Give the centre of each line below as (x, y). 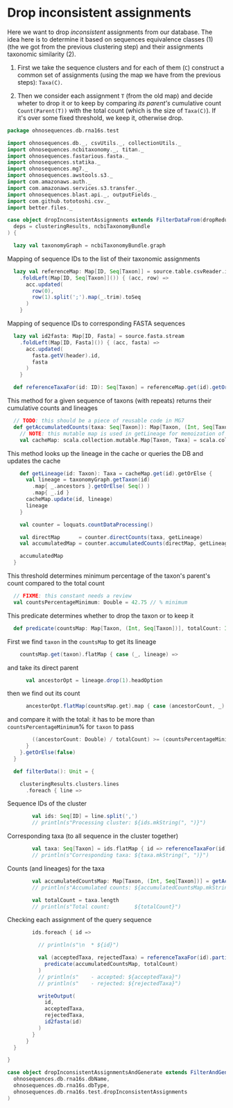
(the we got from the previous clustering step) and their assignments (105, 46)
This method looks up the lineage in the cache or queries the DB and (105, 453)
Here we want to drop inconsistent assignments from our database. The (110, 32)
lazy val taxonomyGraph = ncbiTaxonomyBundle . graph (90, 246)
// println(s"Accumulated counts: (82, 887)
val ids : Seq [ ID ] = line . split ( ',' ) (85, 817)
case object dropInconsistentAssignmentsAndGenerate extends (97, 1073)
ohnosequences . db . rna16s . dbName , (62, 1079)
